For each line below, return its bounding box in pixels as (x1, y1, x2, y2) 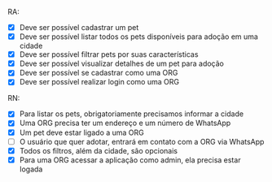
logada (19, 164, 43, 174)
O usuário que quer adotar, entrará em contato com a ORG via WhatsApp (19, 136, 265, 146)
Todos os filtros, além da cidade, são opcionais (19, 145, 178, 155)
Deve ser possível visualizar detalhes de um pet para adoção (19, 58, 225, 68)
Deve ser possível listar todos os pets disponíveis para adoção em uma (19, 32, 258, 41)
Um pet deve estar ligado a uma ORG (19, 128, 144, 137)
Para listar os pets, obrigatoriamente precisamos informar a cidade (19, 109, 244, 119)
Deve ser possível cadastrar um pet (19, 23, 139, 32)
